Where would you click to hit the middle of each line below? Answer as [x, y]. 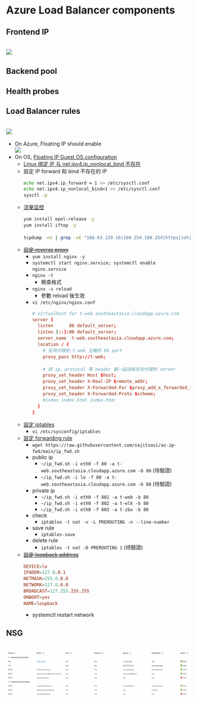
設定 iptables [39, 424]
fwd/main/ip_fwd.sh [56, 451]
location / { [53, 345]
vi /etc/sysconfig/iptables [66, 432]
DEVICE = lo [35, 567]
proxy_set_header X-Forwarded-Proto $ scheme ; [99, 394]
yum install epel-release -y [59, 219]
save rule [43, 528]
